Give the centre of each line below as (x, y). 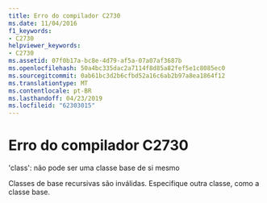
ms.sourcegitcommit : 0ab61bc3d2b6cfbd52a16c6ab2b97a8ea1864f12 (117, 76)
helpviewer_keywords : (45, 46)
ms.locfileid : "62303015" (52, 106)
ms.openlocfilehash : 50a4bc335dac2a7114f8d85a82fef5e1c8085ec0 (117, 68)
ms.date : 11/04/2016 (43, 23)
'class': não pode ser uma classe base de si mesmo (94, 168)
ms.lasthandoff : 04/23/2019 (56, 98)
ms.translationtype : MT (48, 83)
